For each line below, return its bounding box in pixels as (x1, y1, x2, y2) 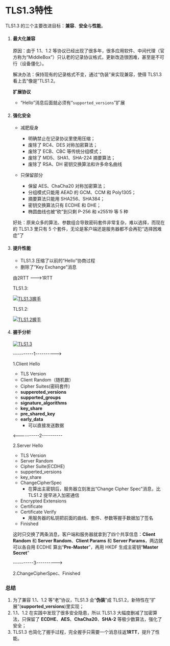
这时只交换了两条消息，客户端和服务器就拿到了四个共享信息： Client (12, 531, 156, 537)
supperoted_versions (20, 389, 67, 395)
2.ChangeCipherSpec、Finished (12, 570, 81, 576)
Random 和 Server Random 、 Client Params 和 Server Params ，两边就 (12, 537, 163, 543)
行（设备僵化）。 (12, 60, 47, 67)
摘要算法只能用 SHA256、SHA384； (28, 196, 105, 202)
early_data (20, 416, 43, 422)
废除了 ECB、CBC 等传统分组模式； (28, 148, 103, 154)
